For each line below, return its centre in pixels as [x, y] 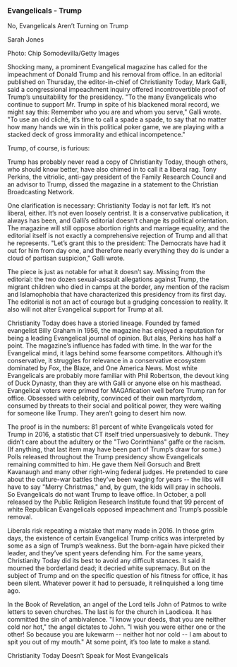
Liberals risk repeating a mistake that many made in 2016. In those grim [111, 531]
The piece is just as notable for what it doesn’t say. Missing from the [107, 272]
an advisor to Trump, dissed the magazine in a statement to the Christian [113, 184]
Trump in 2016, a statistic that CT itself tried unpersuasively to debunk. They [118, 435]
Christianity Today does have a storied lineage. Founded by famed [104, 323]
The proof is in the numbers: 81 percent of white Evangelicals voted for [110, 427]
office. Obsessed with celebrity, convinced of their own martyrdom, [106, 399]
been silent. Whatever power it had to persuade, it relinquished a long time [115, 583]
